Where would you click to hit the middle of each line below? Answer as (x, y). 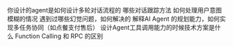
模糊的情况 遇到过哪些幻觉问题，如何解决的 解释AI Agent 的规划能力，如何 (114, 19)
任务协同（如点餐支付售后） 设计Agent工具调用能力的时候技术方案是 (117, 27)
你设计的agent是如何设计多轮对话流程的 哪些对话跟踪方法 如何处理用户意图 (115, 10)
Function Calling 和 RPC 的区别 (59, 36)
